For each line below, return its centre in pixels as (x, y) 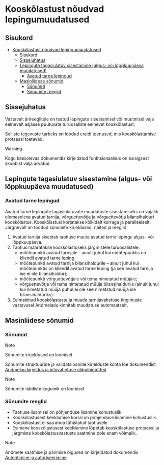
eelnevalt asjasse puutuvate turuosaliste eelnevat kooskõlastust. (70, 124)
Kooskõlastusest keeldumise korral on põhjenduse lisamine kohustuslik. (84, 418)
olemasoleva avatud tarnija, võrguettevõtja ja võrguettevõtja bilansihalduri (80, 217)
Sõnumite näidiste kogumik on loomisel (45, 389)
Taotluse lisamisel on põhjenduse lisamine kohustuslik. (67, 412)
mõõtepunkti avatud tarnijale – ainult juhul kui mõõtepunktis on (83, 252)
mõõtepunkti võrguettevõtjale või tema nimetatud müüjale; (78, 279)
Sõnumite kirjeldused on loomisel (39, 355)
